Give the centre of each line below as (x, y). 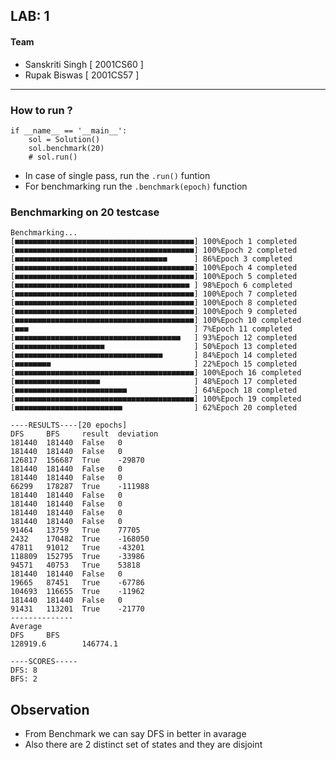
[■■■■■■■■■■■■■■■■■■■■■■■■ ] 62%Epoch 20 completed (154, 408)
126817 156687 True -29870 (77, 460)
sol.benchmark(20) (66, 148)
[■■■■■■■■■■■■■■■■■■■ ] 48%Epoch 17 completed (154, 382)
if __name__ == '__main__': (69, 130)
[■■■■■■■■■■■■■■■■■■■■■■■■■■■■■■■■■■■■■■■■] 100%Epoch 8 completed (154, 303)
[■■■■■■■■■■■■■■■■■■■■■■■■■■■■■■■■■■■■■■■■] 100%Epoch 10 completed (156, 320)
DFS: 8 (24, 670)
